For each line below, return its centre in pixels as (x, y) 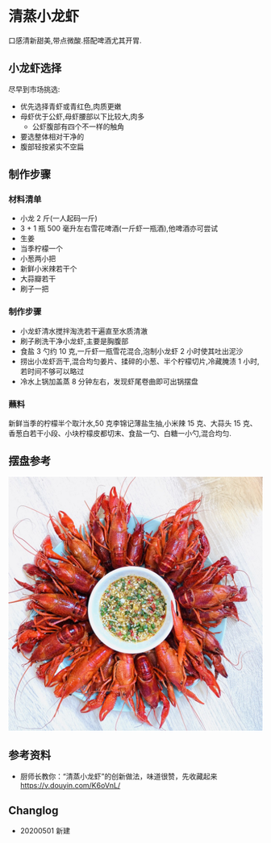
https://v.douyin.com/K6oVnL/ (70, 785)
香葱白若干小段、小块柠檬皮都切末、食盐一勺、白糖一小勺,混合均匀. (120, 434)
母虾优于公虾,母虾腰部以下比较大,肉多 (82, 116)
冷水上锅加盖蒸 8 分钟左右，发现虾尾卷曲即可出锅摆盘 (109, 381)
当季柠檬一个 (41, 249)
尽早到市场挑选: (34, 89)
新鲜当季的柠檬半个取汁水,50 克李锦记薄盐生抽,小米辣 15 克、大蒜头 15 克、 (133, 423)
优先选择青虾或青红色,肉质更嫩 (71, 106)
